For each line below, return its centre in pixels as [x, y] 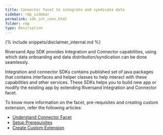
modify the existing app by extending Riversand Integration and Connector [81, 88]
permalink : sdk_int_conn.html [36, 19]
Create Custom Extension [38, 128]
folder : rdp [17, 23]
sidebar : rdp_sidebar [27, 14]
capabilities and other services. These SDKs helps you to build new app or [81, 83]
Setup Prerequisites [32, 123]
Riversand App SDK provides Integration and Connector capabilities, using [81, 52]
